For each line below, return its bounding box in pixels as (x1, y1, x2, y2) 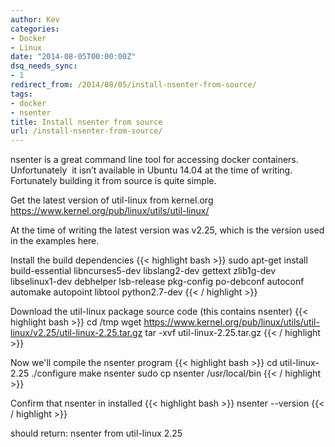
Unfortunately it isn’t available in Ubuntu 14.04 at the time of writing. (10, 164, 293, 176)
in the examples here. (10, 235, 100, 247)
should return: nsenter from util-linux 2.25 (10, 427, 183, 440)
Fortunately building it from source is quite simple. (10, 175, 217, 187)
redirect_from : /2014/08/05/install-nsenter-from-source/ (10, 80, 257, 90)
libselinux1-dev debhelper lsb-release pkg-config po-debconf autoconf (10, 276, 305, 288)
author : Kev (10, 14, 60, 25)
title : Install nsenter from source (10, 117, 163, 127)
